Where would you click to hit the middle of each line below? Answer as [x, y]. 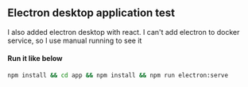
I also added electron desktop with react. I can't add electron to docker [124, 32]
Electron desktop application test [91, 13]
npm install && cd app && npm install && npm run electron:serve [118, 76]
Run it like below [35, 59]
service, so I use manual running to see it [75, 40]
